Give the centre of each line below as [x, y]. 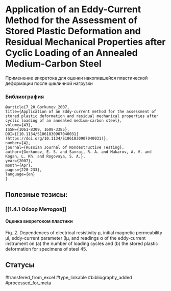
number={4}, [18, 143]
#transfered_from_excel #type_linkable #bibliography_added [69, 277]
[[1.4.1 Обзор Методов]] [36, 209]
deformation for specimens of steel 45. [46, 249]
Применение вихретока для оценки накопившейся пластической [77, 78]
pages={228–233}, [24, 170]
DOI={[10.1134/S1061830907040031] [42, 134]
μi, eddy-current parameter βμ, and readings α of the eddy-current [76, 238]
